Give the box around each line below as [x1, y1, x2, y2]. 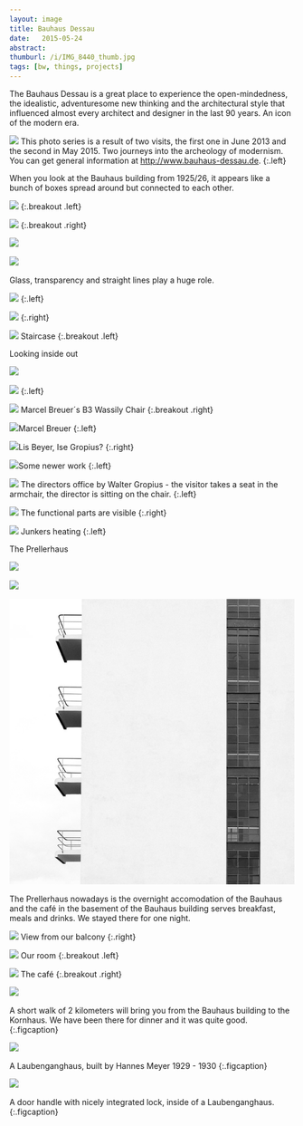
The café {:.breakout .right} [20, 969, 122, 979]
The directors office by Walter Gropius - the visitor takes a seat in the [20, 479, 279, 489]
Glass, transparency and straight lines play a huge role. [9, 274, 214, 285]
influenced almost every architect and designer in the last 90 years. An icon [9, 108, 291, 118]
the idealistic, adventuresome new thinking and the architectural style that [9, 98, 285, 109]
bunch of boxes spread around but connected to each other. [9, 182, 234, 193]
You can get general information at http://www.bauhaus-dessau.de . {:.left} [9, 155, 287, 166]
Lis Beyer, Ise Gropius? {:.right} [18, 442, 134, 452]
